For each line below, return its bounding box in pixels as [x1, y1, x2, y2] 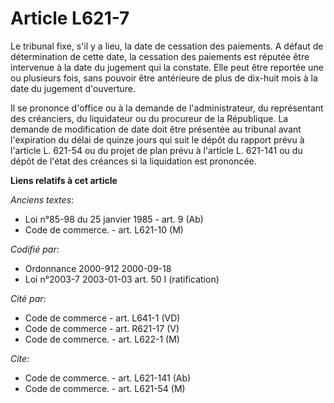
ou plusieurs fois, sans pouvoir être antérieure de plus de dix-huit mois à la [10, 72, 318, 84]
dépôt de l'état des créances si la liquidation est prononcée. [10, 155, 257, 167]
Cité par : [10, 292, 47, 304]
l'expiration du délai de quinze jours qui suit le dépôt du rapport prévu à [10, 133, 305, 146]
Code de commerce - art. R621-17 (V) [24, 322, 180, 334]
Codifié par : [10, 243, 60, 255]
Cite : [10, 352, 30, 364]
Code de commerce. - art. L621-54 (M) [24, 382, 186, 394]
